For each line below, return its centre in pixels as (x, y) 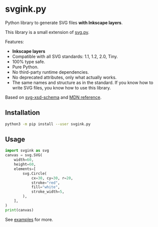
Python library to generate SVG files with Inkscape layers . (64, 23)
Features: (15, 42)
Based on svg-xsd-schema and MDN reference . (53, 97)
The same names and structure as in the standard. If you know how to (83, 83)
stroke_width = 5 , (48, 192)
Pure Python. (25, 67)
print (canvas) (20, 210)
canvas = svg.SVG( (24, 155)
